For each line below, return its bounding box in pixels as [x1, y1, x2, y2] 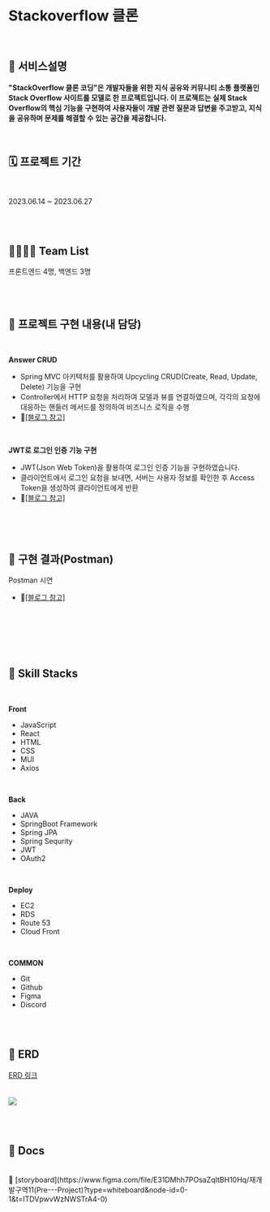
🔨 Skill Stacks [8, 667, 79, 681]
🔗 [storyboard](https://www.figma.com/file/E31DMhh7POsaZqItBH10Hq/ [8, 1175, 250, 1185]
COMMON [8, 958, 44, 967]
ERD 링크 [8, 1070, 38, 1080]
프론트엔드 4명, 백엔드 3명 [8, 266, 92, 276]
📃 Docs [8, 1144, 45, 1158]
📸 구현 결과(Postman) [8, 552, 114, 566]
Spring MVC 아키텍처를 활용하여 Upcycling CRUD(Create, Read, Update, [19, 372, 258, 382]
